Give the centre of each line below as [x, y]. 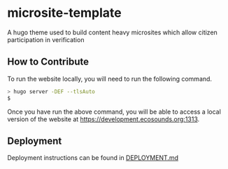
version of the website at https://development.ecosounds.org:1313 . [104, 119]
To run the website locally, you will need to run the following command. [109, 79]
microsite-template [64, 13]
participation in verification [46, 39]
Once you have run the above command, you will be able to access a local [114, 111]
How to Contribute [48, 62]
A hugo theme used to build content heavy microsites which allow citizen [113, 32]
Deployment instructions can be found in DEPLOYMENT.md [93, 158]
